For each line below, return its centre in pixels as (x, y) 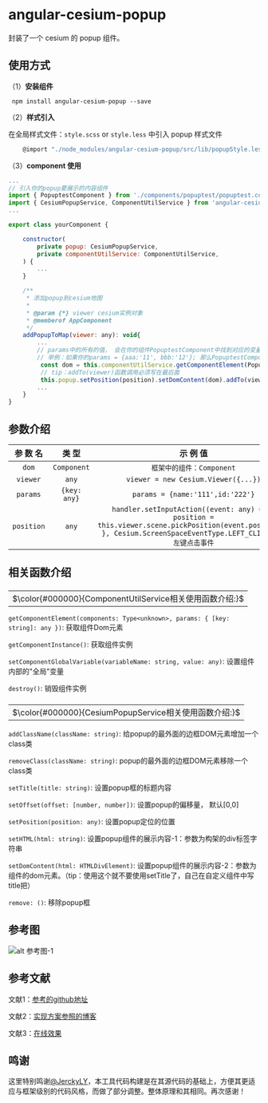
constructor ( (44, 239)
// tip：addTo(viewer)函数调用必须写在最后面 (110, 372)
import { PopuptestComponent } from (69, 196)
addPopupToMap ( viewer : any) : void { (82, 335)
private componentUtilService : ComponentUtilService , (128, 254)
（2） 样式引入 (32, 117)
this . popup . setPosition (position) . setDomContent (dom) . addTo (142, 380)
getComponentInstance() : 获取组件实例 (71, 644)
